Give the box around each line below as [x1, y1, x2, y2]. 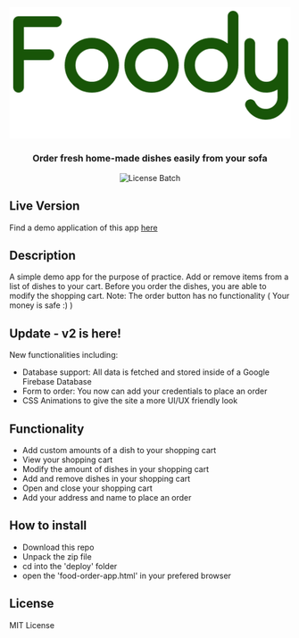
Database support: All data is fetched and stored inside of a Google [21, 367, 270, 377]
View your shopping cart [21, 454, 113, 465]
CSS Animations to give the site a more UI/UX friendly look [21, 395, 238, 406]
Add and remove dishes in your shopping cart [21, 474, 191, 484]
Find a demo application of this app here [9, 222, 158, 233]
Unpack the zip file [21, 551, 92, 562]
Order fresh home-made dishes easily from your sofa [32, 153, 268, 165]
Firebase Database [21, 377, 92, 387]
